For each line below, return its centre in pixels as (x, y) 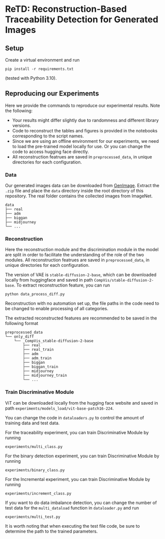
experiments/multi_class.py (34, 446)
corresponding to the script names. (48, 136)
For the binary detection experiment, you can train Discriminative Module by (82, 456)
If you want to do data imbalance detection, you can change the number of (81, 503)
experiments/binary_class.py (35, 470)
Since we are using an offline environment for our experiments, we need (85, 141)
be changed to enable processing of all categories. (57, 309)
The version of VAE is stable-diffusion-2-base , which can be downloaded (81, 275)
